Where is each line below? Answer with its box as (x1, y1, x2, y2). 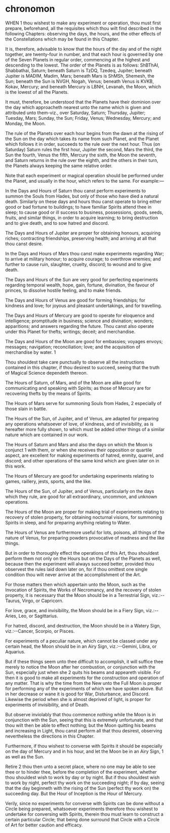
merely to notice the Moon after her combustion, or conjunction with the (5, 663, 155, 670)
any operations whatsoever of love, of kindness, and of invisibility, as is (5, 421, 154, 427)
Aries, (5, 613, 18, 619)
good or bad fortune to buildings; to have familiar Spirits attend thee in (5, 204, 152, 210)
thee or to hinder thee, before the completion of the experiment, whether (5, 769, 157, 775)
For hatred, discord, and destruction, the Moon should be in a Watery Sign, (5, 622, 161, 628)
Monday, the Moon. (5, 120, 46, 126)
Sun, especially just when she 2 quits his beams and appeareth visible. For (5, 669, 161, 675)
